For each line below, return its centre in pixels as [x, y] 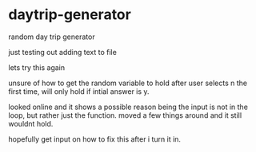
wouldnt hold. [31, 123]
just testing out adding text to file [63, 52]
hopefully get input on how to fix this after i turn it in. [95, 139]
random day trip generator [52, 37]
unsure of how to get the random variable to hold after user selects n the [128, 83]
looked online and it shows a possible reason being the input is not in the [128, 107]
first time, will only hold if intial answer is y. [79, 91]
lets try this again [37, 67]
